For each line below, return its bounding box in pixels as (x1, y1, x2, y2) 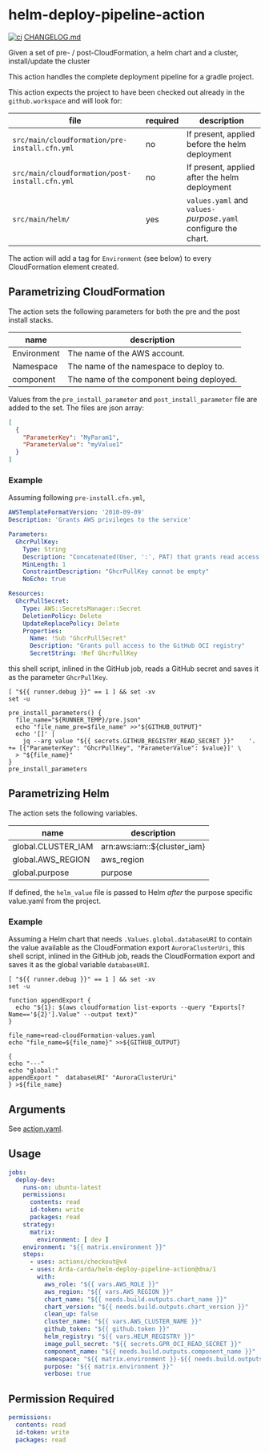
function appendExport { (8, 997, 91, 1005)
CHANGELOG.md (23, 32, 82, 42)
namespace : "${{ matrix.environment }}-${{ (43, 1355, 192, 1363)
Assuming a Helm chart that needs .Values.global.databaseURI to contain (8, 934, 252, 944)
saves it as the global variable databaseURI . (8, 960, 150, 970)
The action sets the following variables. (8, 808, 138, 818)
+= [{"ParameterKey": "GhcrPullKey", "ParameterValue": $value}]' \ (8, 744, 242, 752)
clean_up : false (43, 1310, 98, 1318)
